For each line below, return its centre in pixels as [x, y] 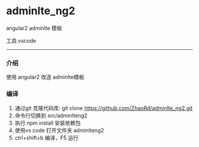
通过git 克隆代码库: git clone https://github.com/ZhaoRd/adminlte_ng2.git [104, 108]
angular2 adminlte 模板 [34, 28]
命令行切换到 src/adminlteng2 [51, 115]
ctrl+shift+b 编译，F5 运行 [46, 138]
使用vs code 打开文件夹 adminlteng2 [59, 130]
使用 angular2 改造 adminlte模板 [45, 77]
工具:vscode [21, 40]
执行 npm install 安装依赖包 [48, 123]
